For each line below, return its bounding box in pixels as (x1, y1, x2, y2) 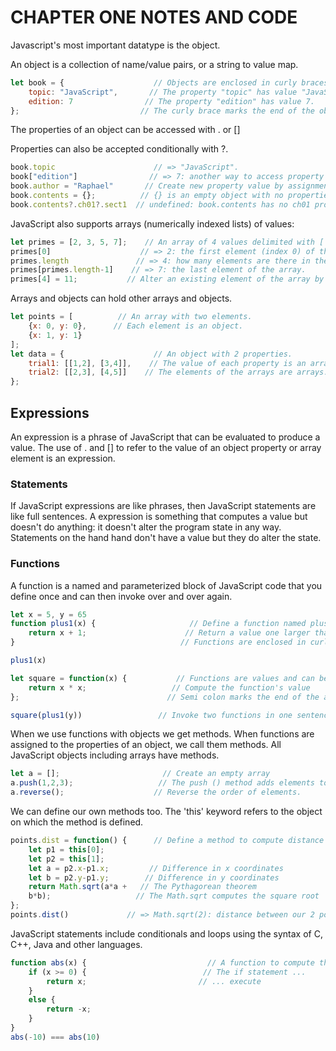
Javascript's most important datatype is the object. (10, 39, 221, 51)
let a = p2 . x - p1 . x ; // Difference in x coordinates (28, 863, 284, 873)
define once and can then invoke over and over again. (10, 590, 233, 602)
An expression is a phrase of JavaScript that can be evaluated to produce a (10, 431, 321, 443)
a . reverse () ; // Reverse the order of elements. (10, 787, 302, 798)
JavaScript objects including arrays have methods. (10, 749, 220, 761)
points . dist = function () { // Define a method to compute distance (10, 836, 325, 846)
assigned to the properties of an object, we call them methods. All (10, 739, 282, 751)
